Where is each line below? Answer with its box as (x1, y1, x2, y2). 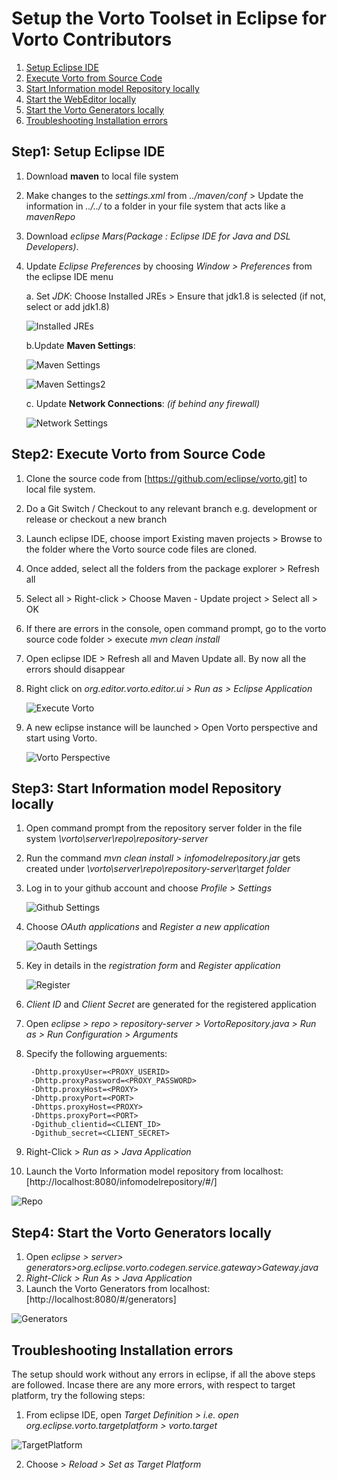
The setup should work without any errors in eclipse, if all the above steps (11, 1368, 316, 1380)
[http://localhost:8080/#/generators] (25, 1293, 177, 1306)
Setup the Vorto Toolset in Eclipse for (11, 7, 327, 30)
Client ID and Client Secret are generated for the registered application (25, 998, 317, 1011)
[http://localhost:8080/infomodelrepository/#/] (25, 1176, 218, 1188)
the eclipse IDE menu (25, 270, 114, 282)
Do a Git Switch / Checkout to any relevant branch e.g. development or (25, 502, 318, 514)
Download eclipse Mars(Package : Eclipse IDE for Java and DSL (25, 230, 291, 242)
